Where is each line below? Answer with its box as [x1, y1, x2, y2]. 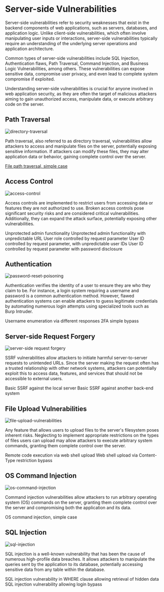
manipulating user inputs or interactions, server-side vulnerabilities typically [5, 35, 158, 41]
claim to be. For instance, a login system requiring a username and [5, 288, 139, 294]
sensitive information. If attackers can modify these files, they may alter [5, 148, 149, 154]
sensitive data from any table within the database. [5, 566, 105, 572]
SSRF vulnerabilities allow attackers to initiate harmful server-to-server [5, 355, 147, 361]
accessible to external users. [5, 376, 63, 382]
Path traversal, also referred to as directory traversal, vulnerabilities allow [5, 138, 152, 144]
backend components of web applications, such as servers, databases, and [5, 25, 157, 30]
